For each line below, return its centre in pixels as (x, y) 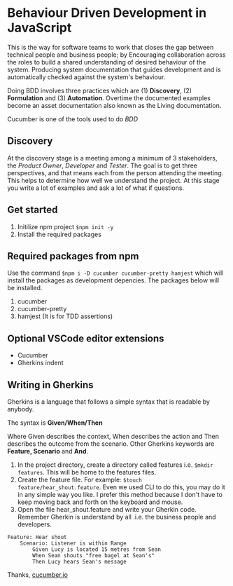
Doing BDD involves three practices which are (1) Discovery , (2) (100, 90)
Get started (33, 210)
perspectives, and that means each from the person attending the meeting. (115, 172)
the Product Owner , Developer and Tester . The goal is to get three (103, 165)
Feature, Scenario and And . (48, 451)
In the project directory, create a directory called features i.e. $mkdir (115, 465)
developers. (35, 524)
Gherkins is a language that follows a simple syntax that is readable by (108, 402)
